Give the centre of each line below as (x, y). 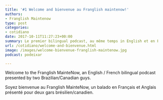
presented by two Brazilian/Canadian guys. (48, 78)
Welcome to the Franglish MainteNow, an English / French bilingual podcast (81, 73)
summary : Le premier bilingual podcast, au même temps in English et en (80, 41)
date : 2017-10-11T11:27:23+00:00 (39, 37)
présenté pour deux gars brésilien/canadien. (49, 92)
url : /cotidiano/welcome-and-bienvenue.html (51, 46)
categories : (17, 28)
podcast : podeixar (24, 55)
